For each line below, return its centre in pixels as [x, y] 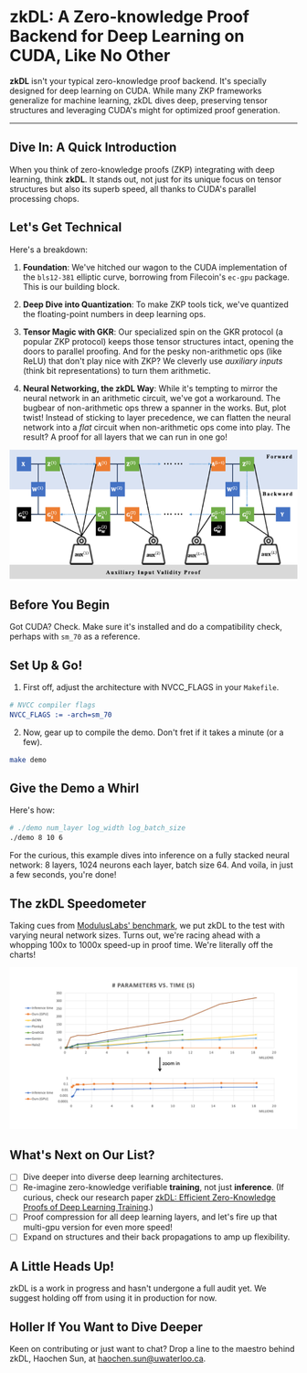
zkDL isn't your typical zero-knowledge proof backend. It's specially [138, 80]
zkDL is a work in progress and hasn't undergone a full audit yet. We [138, 1288]
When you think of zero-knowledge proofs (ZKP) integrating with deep [142, 169]
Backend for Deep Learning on [127, 36]
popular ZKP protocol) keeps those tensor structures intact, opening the [158, 341]
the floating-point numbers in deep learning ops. [114, 314]
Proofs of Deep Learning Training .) [88, 1208]
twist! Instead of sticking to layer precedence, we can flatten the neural [157, 417]
